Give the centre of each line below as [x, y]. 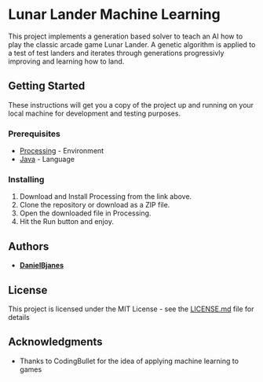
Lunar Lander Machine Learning [115, 15]
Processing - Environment [62, 151]
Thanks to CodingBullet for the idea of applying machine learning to [129, 361]
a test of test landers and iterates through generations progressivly [116, 53]
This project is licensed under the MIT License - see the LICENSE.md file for [131, 309]
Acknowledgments [56, 342]
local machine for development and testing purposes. [95, 113]
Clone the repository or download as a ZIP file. [95, 205]
